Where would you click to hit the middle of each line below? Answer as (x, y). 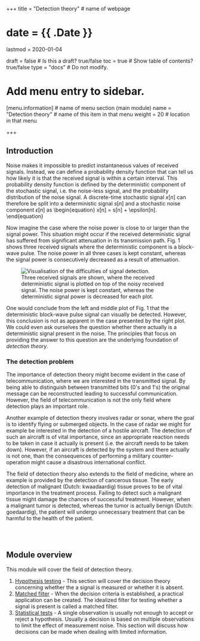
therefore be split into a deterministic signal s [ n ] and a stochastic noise (93, 203)
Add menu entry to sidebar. (76, 91)
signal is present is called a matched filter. (67, 606)
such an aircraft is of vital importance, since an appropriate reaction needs (98, 437)
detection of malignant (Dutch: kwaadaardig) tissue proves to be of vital (94, 486)
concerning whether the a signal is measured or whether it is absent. (99, 587)
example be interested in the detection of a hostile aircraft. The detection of (99, 430)
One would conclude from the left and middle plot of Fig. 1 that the (87, 308)
